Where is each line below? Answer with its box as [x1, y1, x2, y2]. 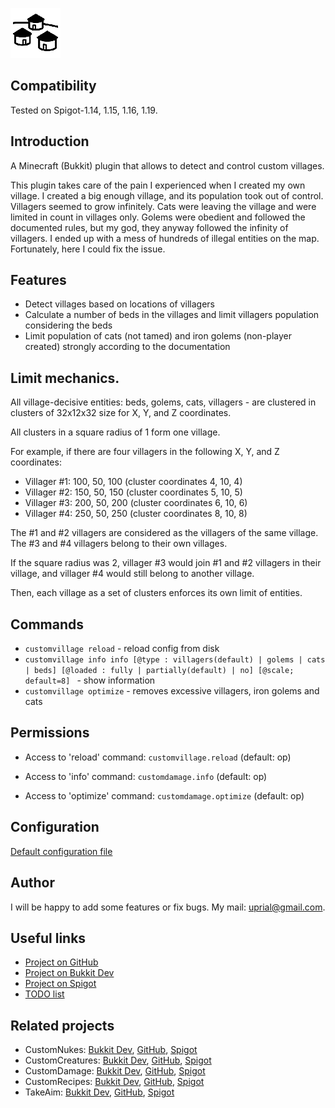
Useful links [10, 929, 87, 947]
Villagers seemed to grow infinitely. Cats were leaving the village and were [10, 200, 317, 212]
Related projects [10, 1017, 115, 1034]
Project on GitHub [24, 956, 99, 968]
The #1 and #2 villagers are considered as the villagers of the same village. [10, 527, 319, 539]
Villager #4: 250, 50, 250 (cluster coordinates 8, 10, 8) [24, 508, 248, 520]
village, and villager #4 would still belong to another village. [10, 568, 255, 580]
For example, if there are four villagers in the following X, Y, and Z [10, 446, 280, 458]
